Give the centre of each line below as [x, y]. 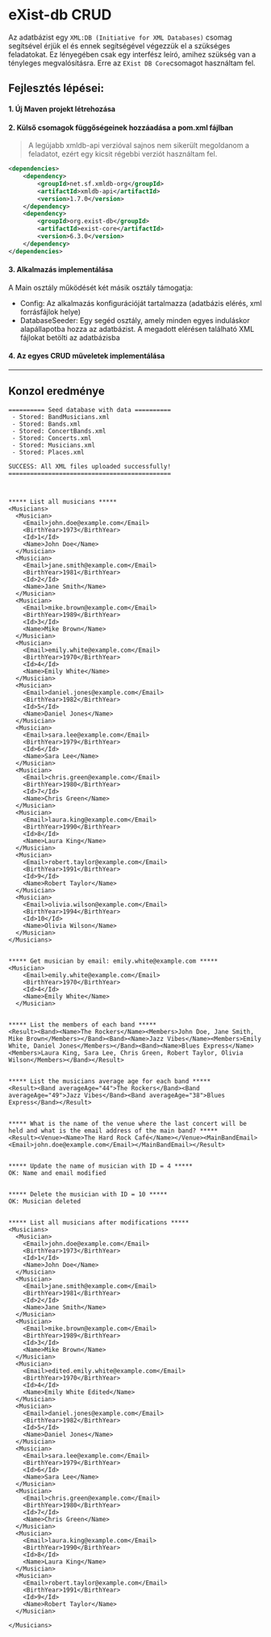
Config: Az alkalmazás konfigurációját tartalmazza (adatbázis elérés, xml [141, 303]
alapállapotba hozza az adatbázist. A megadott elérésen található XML [137, 329]
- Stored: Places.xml [48, 452]
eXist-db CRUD [60, 15]
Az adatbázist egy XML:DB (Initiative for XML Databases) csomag [120, 37]
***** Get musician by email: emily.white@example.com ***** [113, 961]
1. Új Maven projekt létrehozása [62, 109]
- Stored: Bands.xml [46, 424]
